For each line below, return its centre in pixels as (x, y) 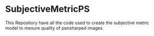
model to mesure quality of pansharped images (54, 28)
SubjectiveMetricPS (47, 9)
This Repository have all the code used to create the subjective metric (77, 23)
